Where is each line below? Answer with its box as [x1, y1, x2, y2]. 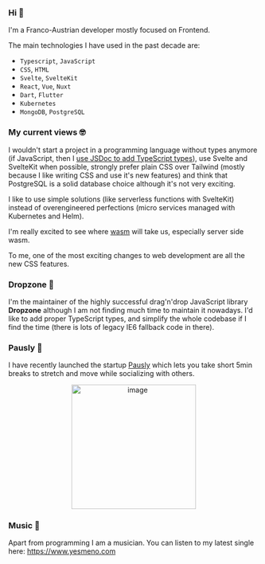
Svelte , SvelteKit [19, 73, 78, 83]
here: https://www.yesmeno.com [8, 546, 116, 556]
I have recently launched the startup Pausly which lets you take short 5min [8, 360, 253, 370]
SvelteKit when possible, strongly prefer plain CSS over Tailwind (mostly [8, 162, 245, 171]
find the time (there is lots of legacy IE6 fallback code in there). [8, 322, 215, 331]
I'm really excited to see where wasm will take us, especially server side [8, 226, 244, 236]
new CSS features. [8, 259, 70, 268]
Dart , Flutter [19, 90, 64, 100]
